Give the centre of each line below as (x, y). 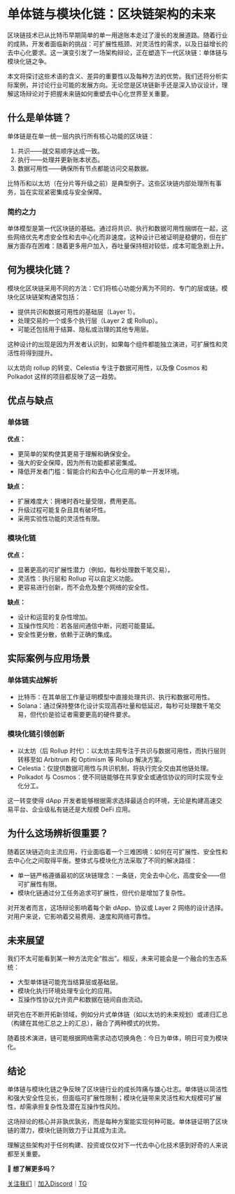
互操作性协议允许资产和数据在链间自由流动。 (82, 1000)
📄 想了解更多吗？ (31, 1169)
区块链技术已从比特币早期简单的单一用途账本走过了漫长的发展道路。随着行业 (117, 35)
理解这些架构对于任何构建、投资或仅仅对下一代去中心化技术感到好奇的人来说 (117, 1145)
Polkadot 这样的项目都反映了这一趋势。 (64, 376)
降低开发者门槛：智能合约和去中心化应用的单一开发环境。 (100, 471)
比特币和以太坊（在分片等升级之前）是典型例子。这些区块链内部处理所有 (111, 183)
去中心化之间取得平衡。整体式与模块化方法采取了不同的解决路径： (102, 860)
